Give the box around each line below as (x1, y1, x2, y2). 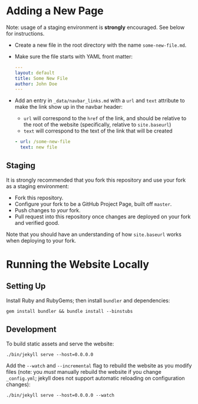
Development (6, 324, 57, 335)
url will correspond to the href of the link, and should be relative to (23, 115, 187, 122)
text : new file (20, 144, 58, 150)
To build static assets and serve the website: (6, 340, 114, 347)
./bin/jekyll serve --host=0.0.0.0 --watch (6, 392, 115, 398)
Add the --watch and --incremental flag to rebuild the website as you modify (6, 362, 192, 369)
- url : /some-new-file (14, 139, 71, 145)
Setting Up (6, 281, 46, 291)
